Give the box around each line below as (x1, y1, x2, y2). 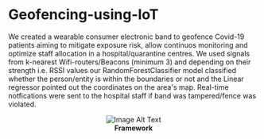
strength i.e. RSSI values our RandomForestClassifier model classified (8, 65, 237, 75)
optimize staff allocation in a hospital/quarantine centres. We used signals (8, 48, 250, 58)
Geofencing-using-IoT (8, 6, 159, 24)
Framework (114, 123, 153, 133)
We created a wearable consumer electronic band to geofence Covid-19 (8, 32, 245, 41)
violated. (8, 99, 37, 109)
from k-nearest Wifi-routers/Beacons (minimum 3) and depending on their (8, 57, 251, 67)
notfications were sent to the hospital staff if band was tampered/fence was (8, 91, 257, 100)
